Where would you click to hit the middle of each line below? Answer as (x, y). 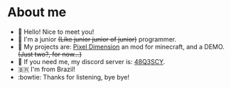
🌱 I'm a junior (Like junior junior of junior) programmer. (97, 39)
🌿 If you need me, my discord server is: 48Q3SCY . (91, 61)
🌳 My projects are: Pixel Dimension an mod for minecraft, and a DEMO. (121, 46)
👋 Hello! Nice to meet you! (56, 32)
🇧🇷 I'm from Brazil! (47, 69)
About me (37, 12)
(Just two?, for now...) (50, 54)
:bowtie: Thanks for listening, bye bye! (74, 77)
